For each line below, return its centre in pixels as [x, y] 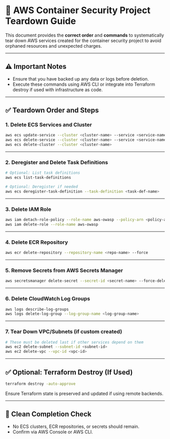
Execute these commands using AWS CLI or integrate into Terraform [84, 84]
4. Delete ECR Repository [37, 242]
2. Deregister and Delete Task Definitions [57, 162]
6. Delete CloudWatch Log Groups [48, 299]
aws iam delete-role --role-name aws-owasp [52, 225]
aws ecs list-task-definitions [38, 178]
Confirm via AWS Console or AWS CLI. [53, 432]
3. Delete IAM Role [28, 209]
